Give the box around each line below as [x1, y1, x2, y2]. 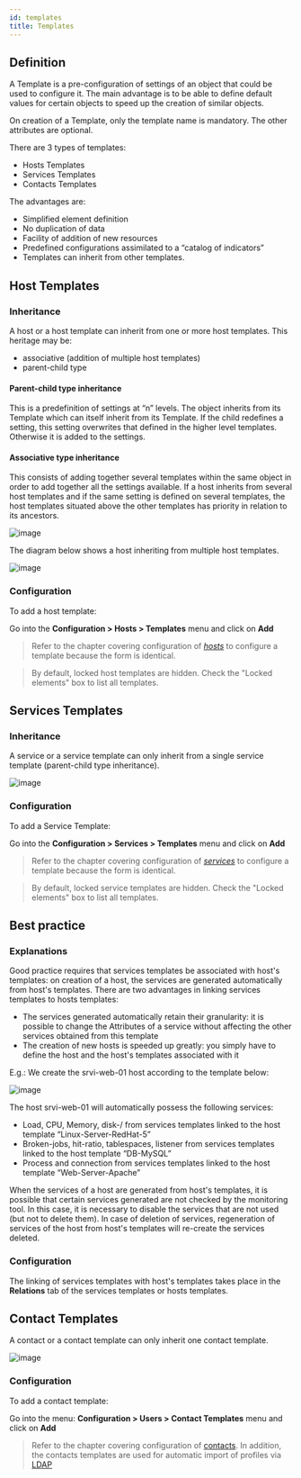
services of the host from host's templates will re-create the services [9, 1223, 265, 1234]
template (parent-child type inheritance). [9, 760, 160, 771]
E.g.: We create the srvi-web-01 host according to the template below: [9, 1068, 270, 1078]
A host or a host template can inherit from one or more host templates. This [9, 326, 288, 336]
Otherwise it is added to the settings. [9, 431, 146, 442]
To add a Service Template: [9, 820, 111, 831]
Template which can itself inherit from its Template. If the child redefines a [9, 412, 284, 423]
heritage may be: [9, 335, 72, 346]
